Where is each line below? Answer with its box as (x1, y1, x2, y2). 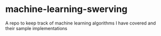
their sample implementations (5, 25, 68, 31)
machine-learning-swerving (5, 3, 128, 15)
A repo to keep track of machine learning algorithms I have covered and (5, 20, 156, 26)
